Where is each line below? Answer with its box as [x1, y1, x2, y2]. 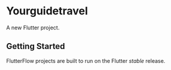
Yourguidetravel [6, 4, 88, 18]
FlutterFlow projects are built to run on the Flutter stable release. [6, 57, 166, 64]
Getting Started [6, 41, 65, 51]
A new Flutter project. [6, 24, 60, 31]
